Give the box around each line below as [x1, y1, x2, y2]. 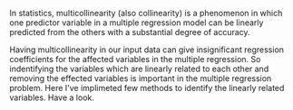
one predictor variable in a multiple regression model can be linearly [9, 17, 264, 28]
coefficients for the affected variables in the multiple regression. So [9, 54, 261, 64]
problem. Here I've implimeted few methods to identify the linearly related [9, 83, 285, 93]
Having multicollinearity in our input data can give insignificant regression [9, 44, 284, 55]
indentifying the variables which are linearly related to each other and [9, 63, 269, 74]
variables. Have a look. [9, 92, 95, 103]
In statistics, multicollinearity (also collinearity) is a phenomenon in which [9, 8, 283, 18]
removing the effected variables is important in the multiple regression [9, 73, 272, 84]
